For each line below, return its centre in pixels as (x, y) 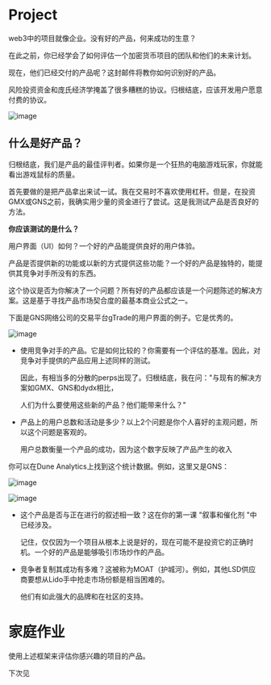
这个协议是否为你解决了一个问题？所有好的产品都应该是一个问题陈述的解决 (132, 290)
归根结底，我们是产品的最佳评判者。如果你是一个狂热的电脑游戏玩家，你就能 (135, 164)
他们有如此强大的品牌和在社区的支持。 (83, 596)
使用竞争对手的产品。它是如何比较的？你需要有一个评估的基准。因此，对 (140, 350)
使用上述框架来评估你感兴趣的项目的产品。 (79, 656)
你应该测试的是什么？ (44, 228)
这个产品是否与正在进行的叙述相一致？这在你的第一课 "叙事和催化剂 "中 (138, 515)
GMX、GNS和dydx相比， (76, 387)
